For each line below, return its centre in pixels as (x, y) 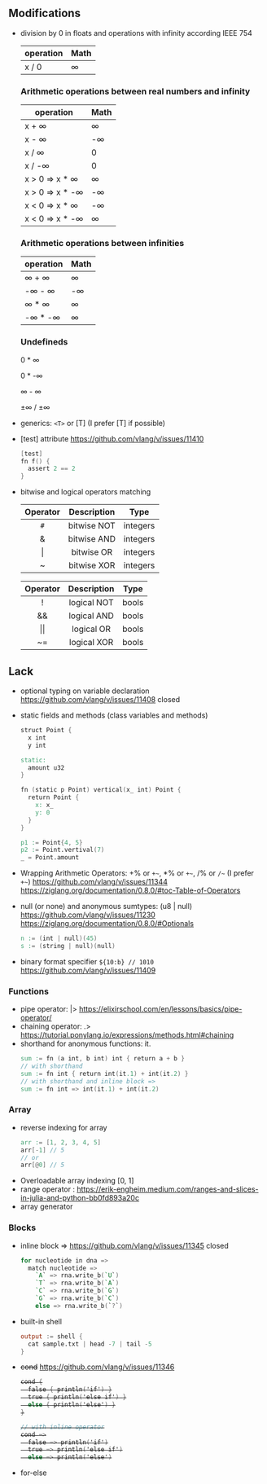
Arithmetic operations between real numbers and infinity (135, 91)
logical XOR (91, 643)
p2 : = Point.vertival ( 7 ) (62, 850)
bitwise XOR (92, 565)
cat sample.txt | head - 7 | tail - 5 (90, 1344)
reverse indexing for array (63, 1127)
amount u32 (46, 768)
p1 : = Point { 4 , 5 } (51, 842)
